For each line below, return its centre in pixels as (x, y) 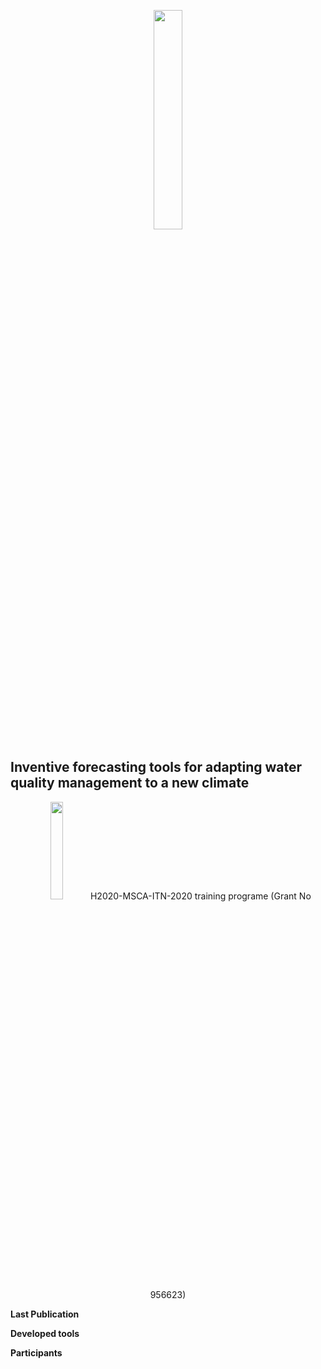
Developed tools (45, 1333)
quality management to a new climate (130, 783)
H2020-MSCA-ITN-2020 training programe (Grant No (200, 896)
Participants (36, 1352)
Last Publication (45, 1314)
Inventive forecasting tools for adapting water (156, 767)
